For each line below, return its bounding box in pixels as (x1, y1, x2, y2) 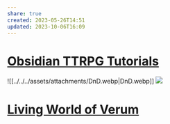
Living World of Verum (7, 102, 139, 117)
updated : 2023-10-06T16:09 (7, 23, 85, 30)
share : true (7, 10, 42, 17)
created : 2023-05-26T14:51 (7, 17, 85, 24)
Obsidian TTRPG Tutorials (7, 53, 160, 69)
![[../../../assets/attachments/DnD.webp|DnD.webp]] (7, 77, 155, 86)
